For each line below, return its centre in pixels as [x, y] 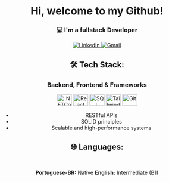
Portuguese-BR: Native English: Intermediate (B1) [97, 172]
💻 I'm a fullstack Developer [97, 30]
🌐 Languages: [97, 146]
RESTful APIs [101, 115]
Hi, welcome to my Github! [97, 11]
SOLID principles [101, 122]
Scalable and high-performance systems [101, 128]
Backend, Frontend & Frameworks [97, 85]
